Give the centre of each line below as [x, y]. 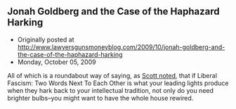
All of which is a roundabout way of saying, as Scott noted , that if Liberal [112, 75]
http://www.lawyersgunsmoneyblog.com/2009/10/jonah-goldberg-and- [121, 47]
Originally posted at [46, 39]
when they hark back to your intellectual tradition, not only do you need [111, 90]
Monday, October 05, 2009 [57, 62]
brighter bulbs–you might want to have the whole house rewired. [100, 98]
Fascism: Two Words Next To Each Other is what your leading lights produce [118, 83]
